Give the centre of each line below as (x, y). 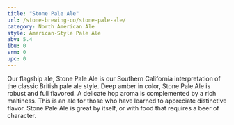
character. (22, 115)
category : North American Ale (51, 26)
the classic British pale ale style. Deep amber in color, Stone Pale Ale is (109, 86)
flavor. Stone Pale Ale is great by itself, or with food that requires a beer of (113, 108)
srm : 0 (17, 53)
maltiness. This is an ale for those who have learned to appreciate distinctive (117, 101)
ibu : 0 (17, 46)
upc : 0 (17, 59)
